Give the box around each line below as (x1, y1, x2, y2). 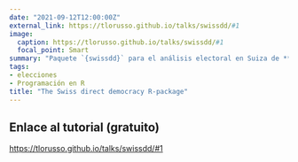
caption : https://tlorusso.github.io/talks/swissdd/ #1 (17, 37, 224, 47)
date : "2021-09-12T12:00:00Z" (9, 12, 122, 22)
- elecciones (9, 71, 58, 80)
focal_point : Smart (17, 46, 90, 55)
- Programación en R (9, 79, 86, 88)
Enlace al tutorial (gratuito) (9, 120, 160, 135)
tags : (9, 63, 29, 72)
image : (9, 29, 34, 38)
